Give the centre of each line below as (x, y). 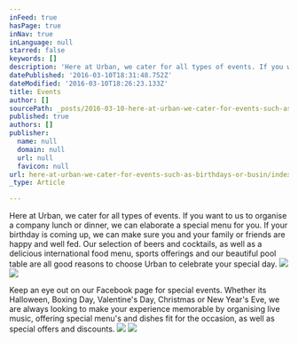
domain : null (41, 149)
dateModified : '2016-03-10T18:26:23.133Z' (89, 84)
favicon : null (43, 166)
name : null (37, 141)
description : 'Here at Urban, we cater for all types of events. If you (146, 68)
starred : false (37, 51)
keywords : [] (33, 59)
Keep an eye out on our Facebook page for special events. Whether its (138, 291)
